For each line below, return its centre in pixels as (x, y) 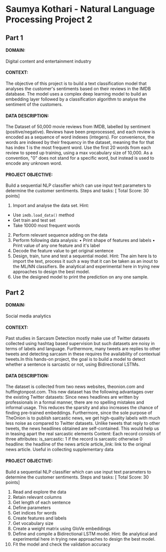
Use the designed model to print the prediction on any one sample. (81, 277)
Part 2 (15, 293)
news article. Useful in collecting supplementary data (60, 449)
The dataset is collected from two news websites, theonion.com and (75, 387)
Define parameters (32, 507)
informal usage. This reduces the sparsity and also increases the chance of (82, 408)
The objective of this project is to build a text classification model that (76, 83)
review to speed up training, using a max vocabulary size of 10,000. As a (79, 153)
